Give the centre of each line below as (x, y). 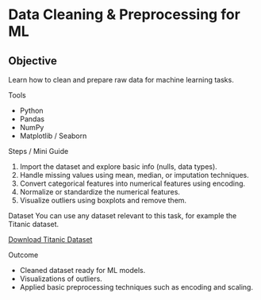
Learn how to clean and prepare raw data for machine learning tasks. (121, 80)
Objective (33, 61)
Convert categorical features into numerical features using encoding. (132, 183)
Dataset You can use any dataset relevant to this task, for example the (123, 215)
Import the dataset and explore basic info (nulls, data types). (119, 167)
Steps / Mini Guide (38, 151)
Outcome (23, 255)
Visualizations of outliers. (61, 279)
